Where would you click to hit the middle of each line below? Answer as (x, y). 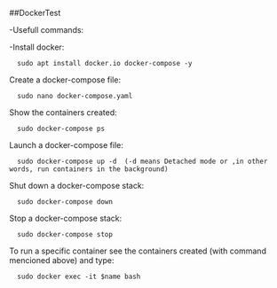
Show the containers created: (63, 113)
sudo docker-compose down (65, 202)
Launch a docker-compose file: (67, 145)
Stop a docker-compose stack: (66, 218)
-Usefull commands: (47, 30)
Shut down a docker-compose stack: (77, 186)
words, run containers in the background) (89, 169)
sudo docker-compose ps (61, 128)
